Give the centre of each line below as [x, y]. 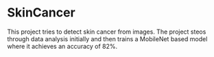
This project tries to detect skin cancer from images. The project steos [107, 32]
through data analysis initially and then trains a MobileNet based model [107, 38]
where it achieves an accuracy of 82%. [62, 46]
